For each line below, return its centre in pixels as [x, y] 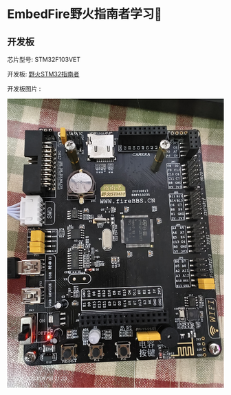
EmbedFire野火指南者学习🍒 [85, 14]
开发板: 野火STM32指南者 [43, 74]
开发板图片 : [24, 89]
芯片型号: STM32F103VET [44, 60]
